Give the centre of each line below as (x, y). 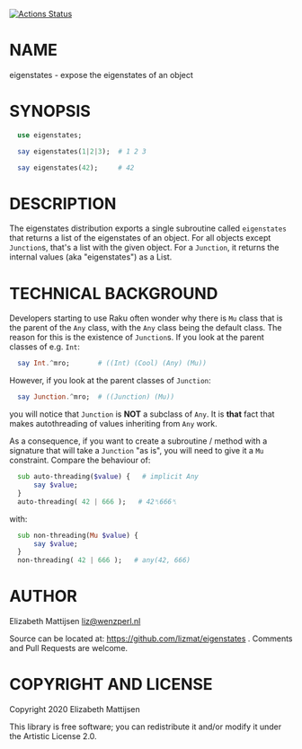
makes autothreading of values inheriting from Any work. (113, 424)
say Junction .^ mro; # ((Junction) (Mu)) (96, 397)
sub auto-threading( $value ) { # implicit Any (108, 477)
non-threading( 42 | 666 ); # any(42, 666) (104, 560)
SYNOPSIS (50, 111)
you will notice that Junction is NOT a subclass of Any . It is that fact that (142, 414)
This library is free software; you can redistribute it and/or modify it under (146, 727)
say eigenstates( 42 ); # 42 (76, 167)
